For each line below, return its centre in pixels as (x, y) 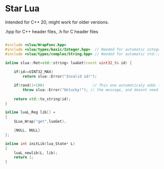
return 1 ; (24, 157)
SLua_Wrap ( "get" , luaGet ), (40, 121)
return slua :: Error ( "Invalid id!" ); (60, 76)
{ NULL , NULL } (27, 130)
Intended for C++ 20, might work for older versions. (57, 22)
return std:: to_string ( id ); (42, 99)
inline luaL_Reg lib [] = (30, 112)
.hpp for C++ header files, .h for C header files (52, 31)
